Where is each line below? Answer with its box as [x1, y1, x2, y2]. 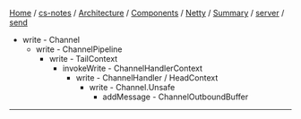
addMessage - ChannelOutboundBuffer [102, 91, 249, 102]
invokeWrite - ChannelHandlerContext [62, 63, 203, 73]
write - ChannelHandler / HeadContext [75, 72, 219, 83]
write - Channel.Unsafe [89, 82, 176, 92]
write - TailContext [48, 54, 118, 64]
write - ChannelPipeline [35, 44, 123, 55]
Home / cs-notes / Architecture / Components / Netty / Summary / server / [9, 8, 285, 18]
